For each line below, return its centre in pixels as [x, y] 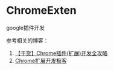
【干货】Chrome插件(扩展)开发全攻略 [61, 53]
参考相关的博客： [27, 40]
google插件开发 [26, 28]
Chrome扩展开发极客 [41, 60]
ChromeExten [42, 10]
